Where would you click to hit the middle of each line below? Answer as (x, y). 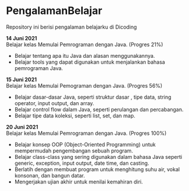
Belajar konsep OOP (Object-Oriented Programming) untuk (85, 144)
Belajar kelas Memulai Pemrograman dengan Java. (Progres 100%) (86, 133)
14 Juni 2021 (22, 38)
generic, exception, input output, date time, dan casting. (82, 163)
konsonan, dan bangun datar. (50, 175)
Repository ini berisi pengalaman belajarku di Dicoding (71, 27)
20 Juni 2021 (22, 127)
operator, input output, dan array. (54, 103)
